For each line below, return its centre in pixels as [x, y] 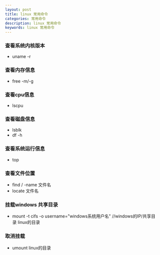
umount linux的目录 [31, 248]
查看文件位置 [20, 173]
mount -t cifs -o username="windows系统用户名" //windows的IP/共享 [82, 216]
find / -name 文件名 [32, 185]
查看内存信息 [20, 70]
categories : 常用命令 [26, 19]
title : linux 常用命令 [27, 14]
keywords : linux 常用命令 [30, 28]
